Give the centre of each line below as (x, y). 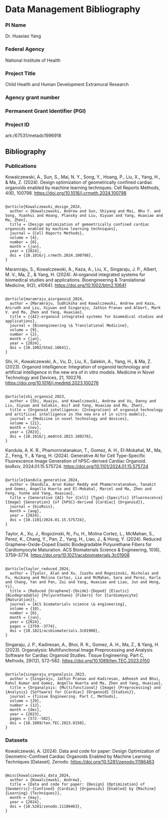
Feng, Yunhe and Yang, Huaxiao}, (40, 493)
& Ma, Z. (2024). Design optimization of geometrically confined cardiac (79, 182)
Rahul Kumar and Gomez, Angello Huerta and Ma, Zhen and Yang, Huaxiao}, (84, 683)
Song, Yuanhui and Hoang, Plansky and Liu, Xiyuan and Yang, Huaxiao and (84, 215)
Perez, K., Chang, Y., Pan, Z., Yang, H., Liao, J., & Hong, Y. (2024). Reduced (83, 539)
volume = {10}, (26, 608)
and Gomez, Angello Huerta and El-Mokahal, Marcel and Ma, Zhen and (78, 489)
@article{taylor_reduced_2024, (38, 569)
